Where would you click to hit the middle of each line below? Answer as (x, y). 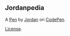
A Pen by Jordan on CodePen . (35, 19)
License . (14, 29)
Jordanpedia (25, 8)
